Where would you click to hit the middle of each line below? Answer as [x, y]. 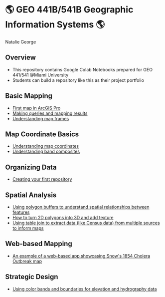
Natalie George [21, 42]
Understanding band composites [46, 151]
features [21, 212]
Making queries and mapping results [50, 113]
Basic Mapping [29, 96]
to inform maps [28, 228]
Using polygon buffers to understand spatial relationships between [81, 207]
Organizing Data [31, 167]
